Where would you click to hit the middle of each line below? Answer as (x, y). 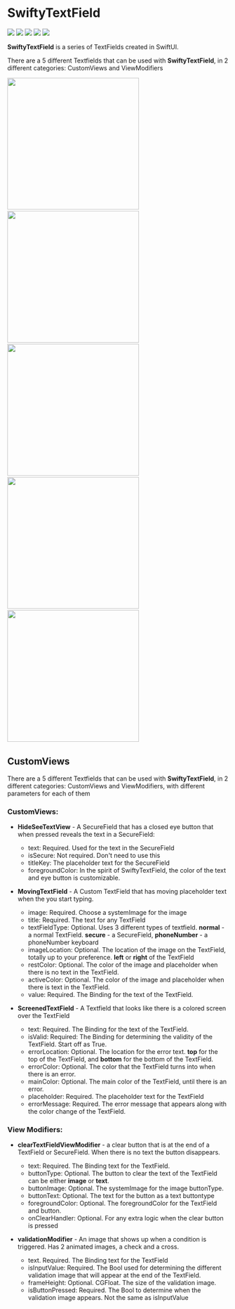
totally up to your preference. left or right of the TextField (111, 958)
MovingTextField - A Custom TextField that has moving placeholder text (122, 892)
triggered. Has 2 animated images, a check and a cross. (98, 1247)
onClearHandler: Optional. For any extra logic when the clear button (126, 1218)
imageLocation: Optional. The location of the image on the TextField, (127, 950)
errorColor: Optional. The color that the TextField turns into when (122, 1067)
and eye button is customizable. (74, 878)
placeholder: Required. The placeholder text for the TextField (116, 1097)
